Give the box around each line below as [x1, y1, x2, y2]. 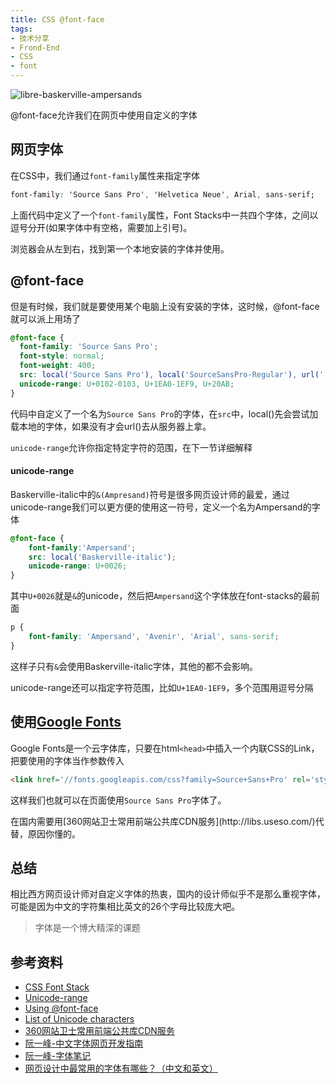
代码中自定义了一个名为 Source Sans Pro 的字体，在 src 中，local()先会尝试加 [10, 407, 319, 420]
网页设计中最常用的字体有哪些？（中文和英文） [24, 1062, 218, 1075]
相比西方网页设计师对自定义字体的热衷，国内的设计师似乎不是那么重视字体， [10, 888, 326, 900]
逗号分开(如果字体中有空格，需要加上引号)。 [10, 221, 193, 233]
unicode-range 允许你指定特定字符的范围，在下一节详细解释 [10, 441, 253, 453]
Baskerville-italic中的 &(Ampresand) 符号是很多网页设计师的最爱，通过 [10, 488, 290, 500]
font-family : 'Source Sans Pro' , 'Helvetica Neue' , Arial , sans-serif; [10, 189, 315, 200]
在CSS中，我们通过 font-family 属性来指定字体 [10, 169, 200, 181]
